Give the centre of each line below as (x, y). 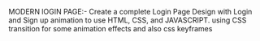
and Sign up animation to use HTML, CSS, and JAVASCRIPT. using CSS (128, 20)
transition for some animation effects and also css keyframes (110, 29)
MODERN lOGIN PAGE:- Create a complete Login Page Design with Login (130, 12)
